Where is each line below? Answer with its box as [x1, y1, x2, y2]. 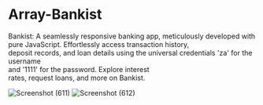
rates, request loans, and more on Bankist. [8, 73, 146, 82]
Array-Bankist [8, 5, 102, 24]
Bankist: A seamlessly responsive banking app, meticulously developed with [8, 31, 256, 41]
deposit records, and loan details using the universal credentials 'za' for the [8, 48, 253, 57]
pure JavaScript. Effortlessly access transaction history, [8, 39, 190, 49]
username [8, 56, 41, 66]
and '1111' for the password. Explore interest [8, 64, 150, 74]
